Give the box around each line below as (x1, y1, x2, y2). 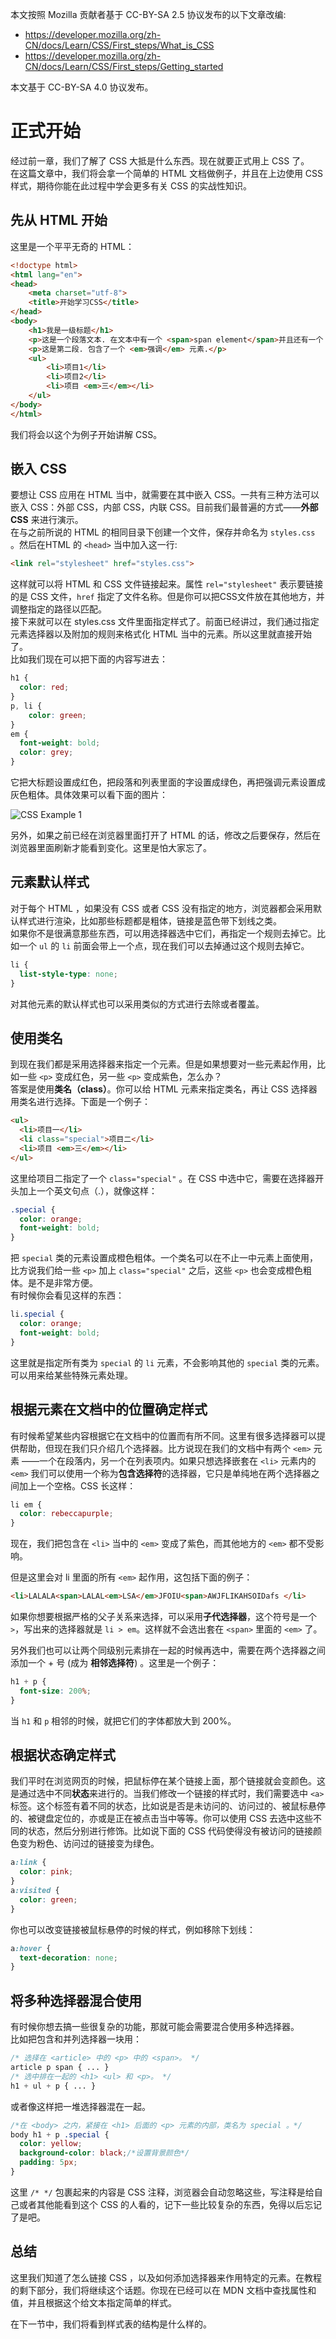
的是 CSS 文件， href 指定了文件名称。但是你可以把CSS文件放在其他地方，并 (10, 591, 325, 603)
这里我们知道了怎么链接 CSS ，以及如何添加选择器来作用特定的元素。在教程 (10, 2271, 323, 2283)
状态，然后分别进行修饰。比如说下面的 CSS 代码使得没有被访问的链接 (27, 1825, 314, 1837)
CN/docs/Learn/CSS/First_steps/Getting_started (24, 61, 224, 72)
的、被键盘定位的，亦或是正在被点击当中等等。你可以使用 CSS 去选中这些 (10, 1813, 314, 1825)
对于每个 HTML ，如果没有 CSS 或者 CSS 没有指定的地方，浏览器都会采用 (10, 902, 314, 914)
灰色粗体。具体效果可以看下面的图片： (10, 789, 168, 801)
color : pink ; (19, 1867, 74, 1877)
